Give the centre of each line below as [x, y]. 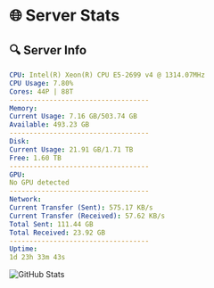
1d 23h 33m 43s [37, 258]
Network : [25, 200]
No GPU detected [39, 183]
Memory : [24, 108]
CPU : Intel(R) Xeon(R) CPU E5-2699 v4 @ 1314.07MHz [107, 75]
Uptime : [24, 249]
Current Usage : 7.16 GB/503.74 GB [74, 117]
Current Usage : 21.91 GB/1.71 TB [71, 149]
